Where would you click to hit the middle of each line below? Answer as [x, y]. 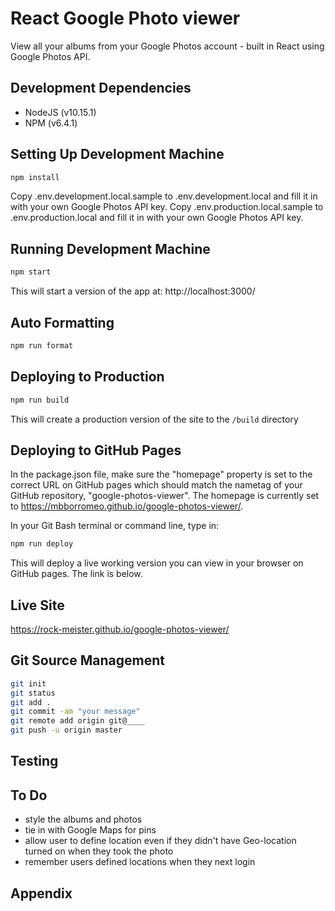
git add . [31, 702]
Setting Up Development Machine [117, 154]
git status [33, 693]
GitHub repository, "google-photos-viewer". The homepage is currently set [165, 496]
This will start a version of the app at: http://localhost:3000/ [133, 291]
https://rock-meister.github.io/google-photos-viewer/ [120, 629]
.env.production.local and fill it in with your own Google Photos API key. [157, 218]
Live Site [37, 605]
